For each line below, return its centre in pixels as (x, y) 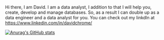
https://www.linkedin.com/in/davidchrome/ (49, 23)
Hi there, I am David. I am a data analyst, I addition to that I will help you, (78, 7)
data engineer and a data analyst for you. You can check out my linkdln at (80, 18)
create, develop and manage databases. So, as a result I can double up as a (82, 12)
